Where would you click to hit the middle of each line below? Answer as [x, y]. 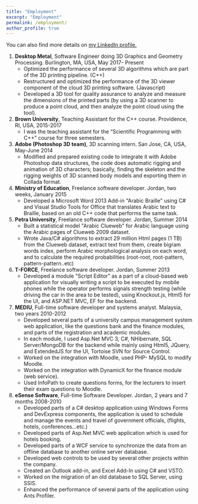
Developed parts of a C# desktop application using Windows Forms [106, 408]
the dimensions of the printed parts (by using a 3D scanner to [98, 100]
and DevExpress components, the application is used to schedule [103, 414]
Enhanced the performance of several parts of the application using [106, 490]
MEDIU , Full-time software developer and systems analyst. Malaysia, [98, 307]
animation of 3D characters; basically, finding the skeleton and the [104, 170]
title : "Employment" [32, 12]
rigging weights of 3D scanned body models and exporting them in [105, 175]
